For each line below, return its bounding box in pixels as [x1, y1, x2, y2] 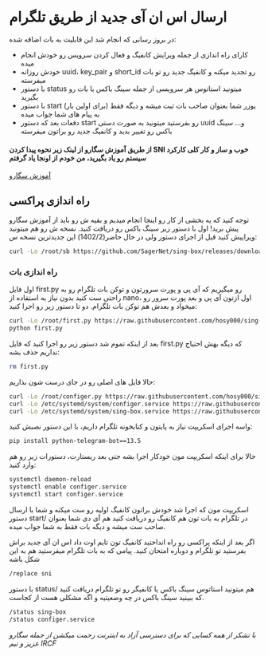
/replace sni [9, 569, 52, 578]
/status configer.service [9, 615, 95, 623]
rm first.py [9, 362, 49, 370]
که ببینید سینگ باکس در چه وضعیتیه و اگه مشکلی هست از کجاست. [9, 592, 205, 602]
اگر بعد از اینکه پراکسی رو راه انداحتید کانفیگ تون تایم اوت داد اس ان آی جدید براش [9, 537, 255, 547]
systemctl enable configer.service [9, 483, 127, 491]
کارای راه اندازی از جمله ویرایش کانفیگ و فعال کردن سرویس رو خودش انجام [20, 49, 249, 59]
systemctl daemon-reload [9, 476, 91, 484]
